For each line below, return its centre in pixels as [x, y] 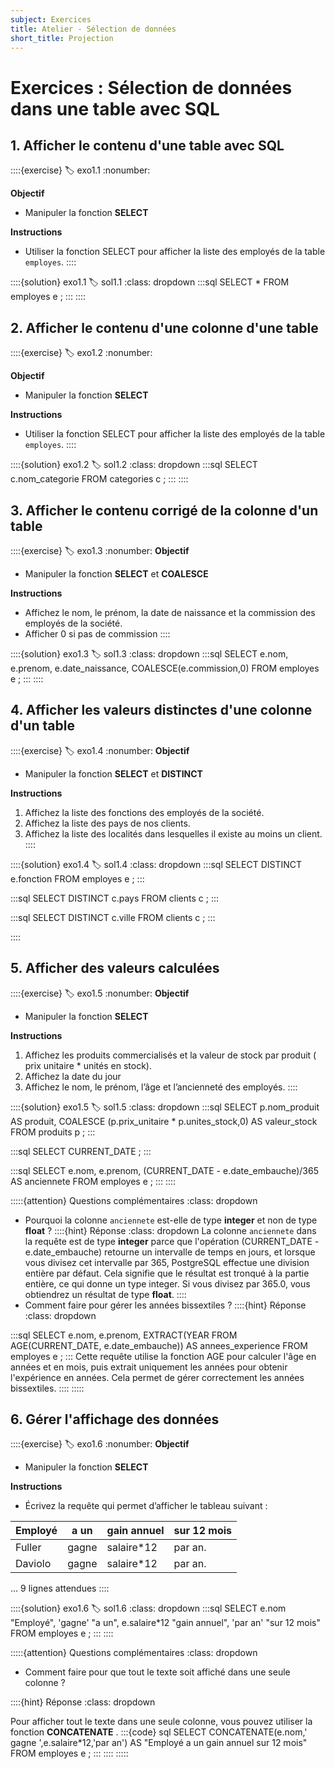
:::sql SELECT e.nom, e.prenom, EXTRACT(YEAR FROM [124, 1335]
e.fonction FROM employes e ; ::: [77, 878]
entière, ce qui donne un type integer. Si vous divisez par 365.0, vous [167, 1283]
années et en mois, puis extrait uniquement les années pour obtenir [149, 1367]
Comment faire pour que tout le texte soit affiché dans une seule [157, 1672]
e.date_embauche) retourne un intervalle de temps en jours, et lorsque [170, 1252]
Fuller [28, 1548]
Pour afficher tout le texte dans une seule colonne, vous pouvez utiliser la [161, 1722]
